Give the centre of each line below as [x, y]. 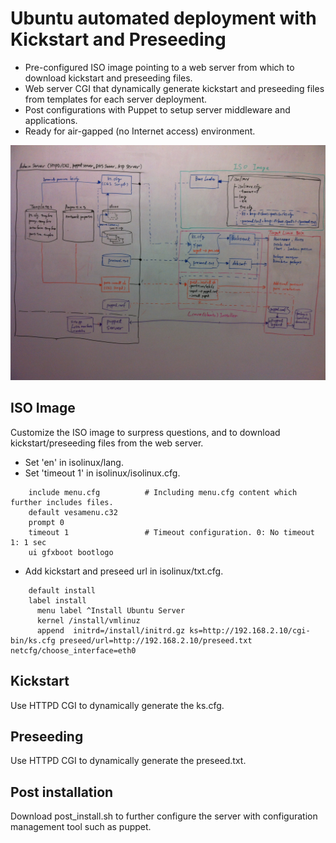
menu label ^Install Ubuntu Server [111, 610]
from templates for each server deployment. [115, 99]
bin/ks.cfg [33, 640]
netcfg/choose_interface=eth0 [73, 650]
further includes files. [62, 502]
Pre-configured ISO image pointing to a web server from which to [159, 67]
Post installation [62, 792]
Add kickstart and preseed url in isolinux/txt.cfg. [124, 571]
